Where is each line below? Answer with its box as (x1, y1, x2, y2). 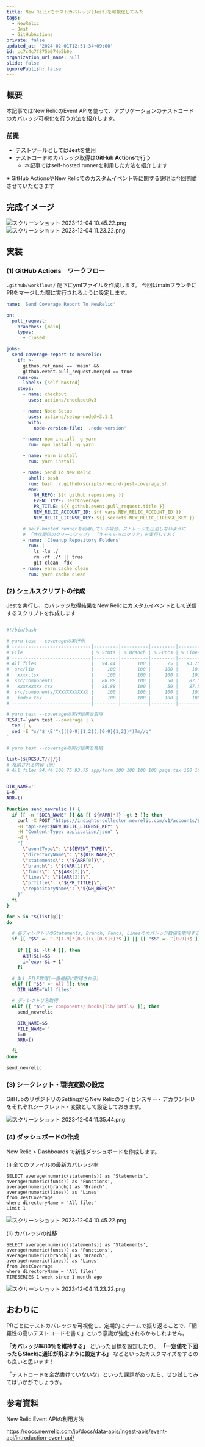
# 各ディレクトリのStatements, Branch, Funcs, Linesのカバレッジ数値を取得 (12, 930, 191, 937)
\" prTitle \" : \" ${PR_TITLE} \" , (22, 880, 103, 886)
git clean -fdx (33, 560, 72, 566)
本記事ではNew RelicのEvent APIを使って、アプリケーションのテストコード (6, 107, 194, 115)
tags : (6, 15, 20, 21)
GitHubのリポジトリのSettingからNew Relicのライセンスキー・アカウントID (6, 1095, 195, 1103)
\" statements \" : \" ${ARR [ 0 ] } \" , (22, 857, 105, 864)
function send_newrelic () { (6, 806, 81, 812)
